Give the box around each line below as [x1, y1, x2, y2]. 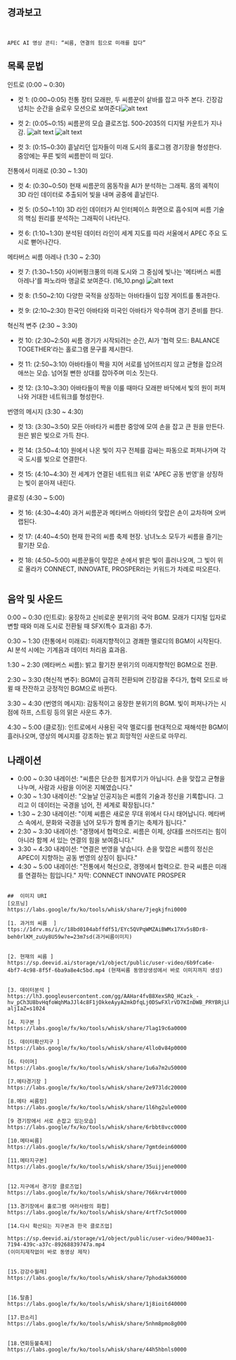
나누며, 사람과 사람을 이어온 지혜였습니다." [17, 783, 133, 792]
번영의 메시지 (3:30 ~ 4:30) [7, 407, 84, 416]
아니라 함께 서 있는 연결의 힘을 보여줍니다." [17, 836, 135, 845]
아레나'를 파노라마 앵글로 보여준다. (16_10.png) [17, 276, 145, 285]
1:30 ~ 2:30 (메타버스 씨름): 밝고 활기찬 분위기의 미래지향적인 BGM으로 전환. [7, 660, 218, 669]
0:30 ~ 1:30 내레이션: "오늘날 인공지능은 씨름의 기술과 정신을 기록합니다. [17, 792, 216, 800]
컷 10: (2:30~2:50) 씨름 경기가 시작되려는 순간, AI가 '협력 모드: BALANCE [17, 336, 220, 345]
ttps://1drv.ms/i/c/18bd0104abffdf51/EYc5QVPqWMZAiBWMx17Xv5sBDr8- [7, 926, 209, 933]
